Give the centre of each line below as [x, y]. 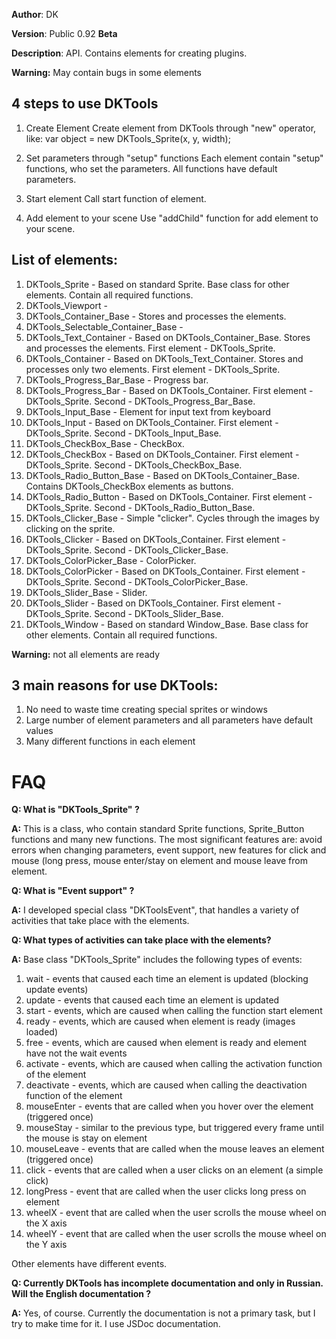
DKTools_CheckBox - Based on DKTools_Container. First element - [162, 454]
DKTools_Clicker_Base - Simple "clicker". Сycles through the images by [172, 518]
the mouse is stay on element [86, 1138]
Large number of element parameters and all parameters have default [169, 720]
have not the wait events [76, 1053]
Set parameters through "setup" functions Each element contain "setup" [174, 158]
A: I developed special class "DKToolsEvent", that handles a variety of [155, 910]
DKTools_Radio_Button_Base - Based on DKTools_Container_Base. [163, 475]
